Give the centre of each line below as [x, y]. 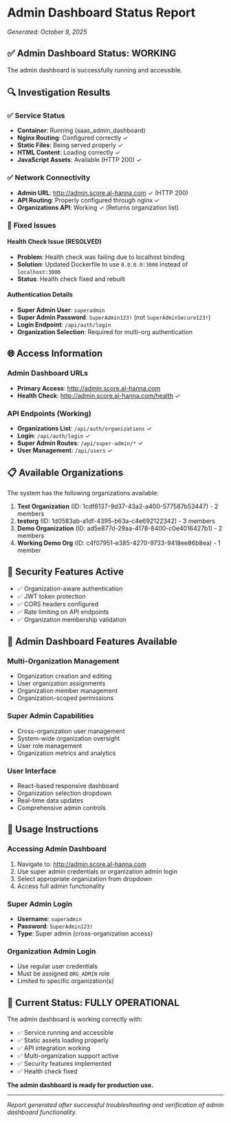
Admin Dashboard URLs [47, 373]
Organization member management [67, 691]
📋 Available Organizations [65, 473]
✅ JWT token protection [51, 596]
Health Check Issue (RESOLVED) [54, 242]
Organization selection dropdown [64, 793]
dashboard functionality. [42, 1112]
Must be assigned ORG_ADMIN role [63, 973]
